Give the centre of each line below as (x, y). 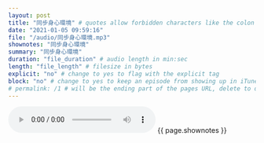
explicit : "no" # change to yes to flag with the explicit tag (114, 74)
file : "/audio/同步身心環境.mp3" (59, 37)
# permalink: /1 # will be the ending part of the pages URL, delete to (130, 88)
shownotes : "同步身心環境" (49, 45)
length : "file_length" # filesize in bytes (81, 67)
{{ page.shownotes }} (192, 130)
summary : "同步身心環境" (45, 52)
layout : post (29, 15)
